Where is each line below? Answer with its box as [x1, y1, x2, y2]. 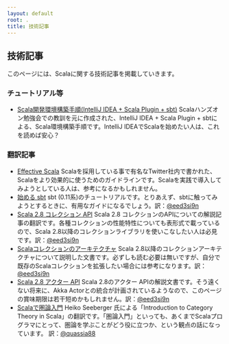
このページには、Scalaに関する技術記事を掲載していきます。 [7, 69, 178, 78]
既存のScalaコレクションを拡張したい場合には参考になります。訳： [16, 261, 207, 270]
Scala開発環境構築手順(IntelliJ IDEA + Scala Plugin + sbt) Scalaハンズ [16, 105, 213, 114]
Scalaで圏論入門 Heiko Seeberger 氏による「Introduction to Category [16, 303, 213, 312]
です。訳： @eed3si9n [16, 235, 80, 244]
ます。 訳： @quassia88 [29, 329, 96, 337]
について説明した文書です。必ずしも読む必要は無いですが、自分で [35, 252, 221, 261]
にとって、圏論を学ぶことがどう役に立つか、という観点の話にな [35, 321, 215, 329]
